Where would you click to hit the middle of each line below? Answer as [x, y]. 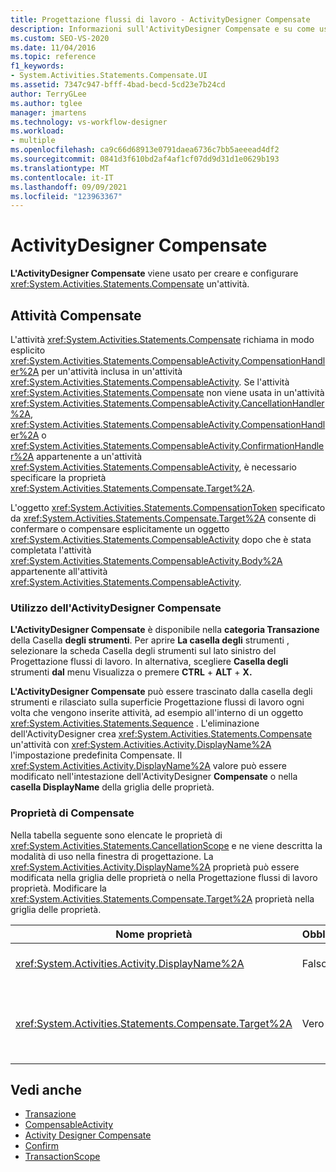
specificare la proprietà [58, 477]
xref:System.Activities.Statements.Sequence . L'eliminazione [135, 723]
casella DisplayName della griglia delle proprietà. [112, 787]
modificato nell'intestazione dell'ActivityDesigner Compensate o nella [154, 777]
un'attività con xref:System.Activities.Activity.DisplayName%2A [141, 745]
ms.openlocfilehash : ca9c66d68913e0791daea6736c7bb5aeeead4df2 [145, 150]
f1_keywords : [37, 66]
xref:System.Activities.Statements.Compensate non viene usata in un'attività [167, 392]
